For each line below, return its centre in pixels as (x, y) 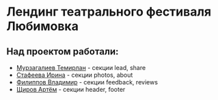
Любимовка (43, 26)
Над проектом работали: (63, 51)
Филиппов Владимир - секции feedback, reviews (87, 82)
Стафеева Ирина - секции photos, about (74, 75)
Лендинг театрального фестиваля (109, 12)
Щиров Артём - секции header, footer (71, 89)
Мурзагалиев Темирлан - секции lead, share (81, 68)
